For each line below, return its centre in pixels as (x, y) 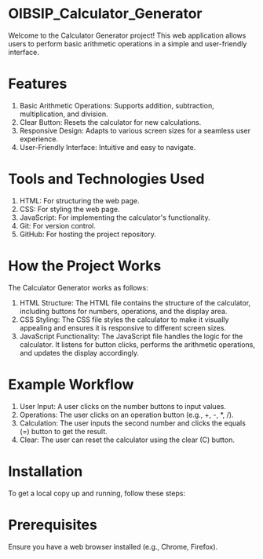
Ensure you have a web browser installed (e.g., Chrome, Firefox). (113, 546)
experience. (39, 139)
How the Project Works (85, 266)
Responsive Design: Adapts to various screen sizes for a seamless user (135, 130)
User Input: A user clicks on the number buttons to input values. (122, 406)
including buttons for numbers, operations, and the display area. (123, 311)
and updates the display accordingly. (79, 353)
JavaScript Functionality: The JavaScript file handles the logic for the (131, 336)
